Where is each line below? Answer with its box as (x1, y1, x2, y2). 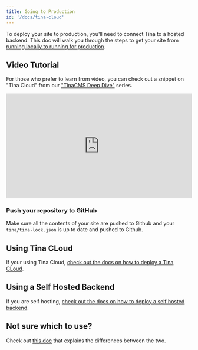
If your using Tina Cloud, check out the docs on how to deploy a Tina (6, 259, 174, 266)
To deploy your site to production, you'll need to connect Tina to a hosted (6, 30, 184, 37)
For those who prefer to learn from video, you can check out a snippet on (6, 76, 184, 83)
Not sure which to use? (6, 321, 93, 331)
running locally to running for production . (6, 42, 106, 50)
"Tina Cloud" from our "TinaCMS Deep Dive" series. (6, 82, 133, 89)
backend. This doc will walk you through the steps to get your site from (6, 37, 179, 44)
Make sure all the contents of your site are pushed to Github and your (6, 220, 175, 227)
